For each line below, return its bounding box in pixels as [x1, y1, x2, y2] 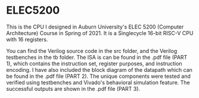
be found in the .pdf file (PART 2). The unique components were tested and [6, 72, 191, 80]
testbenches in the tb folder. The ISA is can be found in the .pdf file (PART [6, 53, 188, 61]
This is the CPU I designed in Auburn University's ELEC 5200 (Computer [6, 23, 184, 30]
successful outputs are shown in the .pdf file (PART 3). [6, 85, 141, 92]
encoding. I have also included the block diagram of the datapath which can [6, 66, 192, 73]
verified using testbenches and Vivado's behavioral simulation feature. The [6, 78, 191, 86]
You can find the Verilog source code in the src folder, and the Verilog [6, 47, 178, 54]
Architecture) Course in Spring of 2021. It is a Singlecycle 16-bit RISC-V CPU [6, 29, 194, 36]
